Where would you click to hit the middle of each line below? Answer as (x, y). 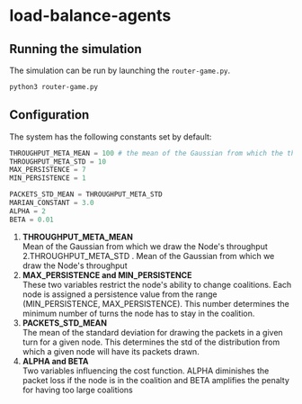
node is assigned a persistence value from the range (120, 294)
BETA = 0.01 (31, 220)
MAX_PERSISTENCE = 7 (48, 170)
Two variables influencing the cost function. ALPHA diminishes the (146, 371)
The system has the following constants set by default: (111, 137)
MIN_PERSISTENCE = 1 (48, 178)
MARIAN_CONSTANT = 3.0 (52, 203)
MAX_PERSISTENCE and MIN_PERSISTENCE (107, 274)
